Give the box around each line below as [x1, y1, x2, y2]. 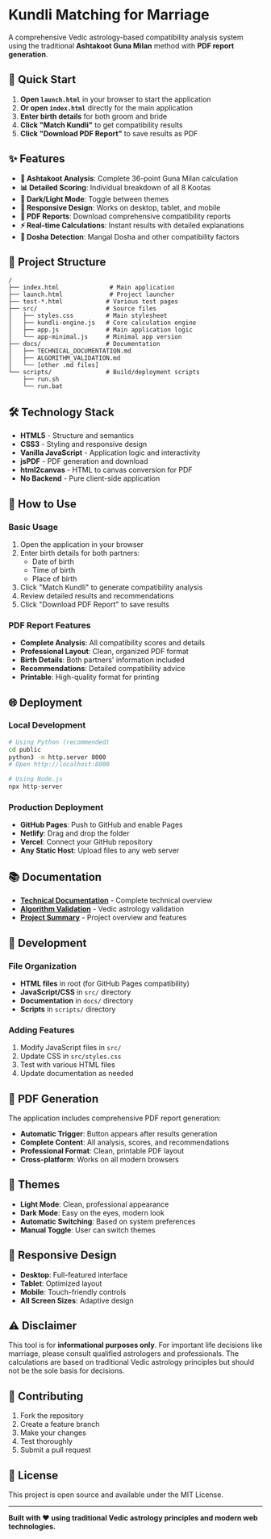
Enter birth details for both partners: [19, 548, 140, 557]
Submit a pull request [19, 1445, 91, 1455]
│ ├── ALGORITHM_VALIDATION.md [8, 354, 121, 362]
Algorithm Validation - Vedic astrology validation [19, 904, 184, 914]
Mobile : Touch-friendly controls [19, 1287, 127, 1296]
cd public [8, 745, 42, 753]
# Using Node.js [8, 775, 63, 783]
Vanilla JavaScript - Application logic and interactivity [19, 448, 201, 457]
